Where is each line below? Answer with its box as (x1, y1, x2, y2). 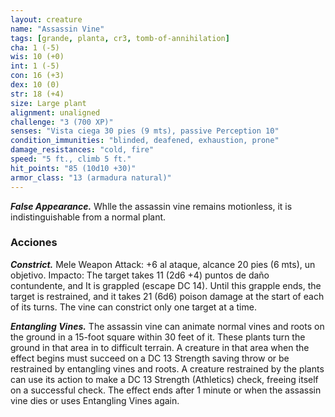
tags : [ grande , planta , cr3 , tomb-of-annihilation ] (10, 33, 230, 43)
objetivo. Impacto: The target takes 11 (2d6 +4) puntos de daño (10, 269, 270, 281)
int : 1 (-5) (10, 61, 60, 71)
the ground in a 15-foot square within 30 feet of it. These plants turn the (10, 331, 306, 343)
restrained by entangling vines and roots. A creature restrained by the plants (10, 362, 325, 375)
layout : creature (10, 14, 83, 25)
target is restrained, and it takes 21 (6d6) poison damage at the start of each (10, 290, 325, 302)
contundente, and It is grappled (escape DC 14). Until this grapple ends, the (10, 279, 322, 291)
